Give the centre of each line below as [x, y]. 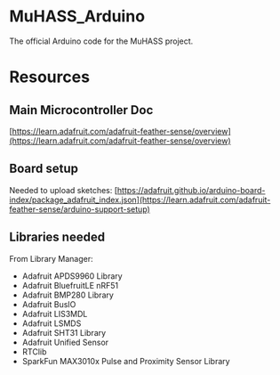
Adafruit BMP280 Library [68, 295]
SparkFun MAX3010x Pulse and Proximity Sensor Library [126, 361]
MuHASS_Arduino [77, 16]
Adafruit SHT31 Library [64, 332]
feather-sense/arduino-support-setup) [80, 209]
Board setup [44, 169]
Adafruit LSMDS [52, 323]
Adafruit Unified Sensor [65, 342]
